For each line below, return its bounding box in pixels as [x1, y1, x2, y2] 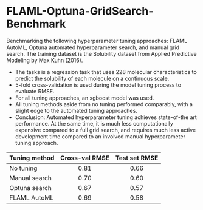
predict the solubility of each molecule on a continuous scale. [15, 75, 170, 82]
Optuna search [9, 183, 52, 192]
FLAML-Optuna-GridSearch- [6, 4, 154, 18]
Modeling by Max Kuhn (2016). [6, 56, 83, 64]
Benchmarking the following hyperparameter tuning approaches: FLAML [6, 37, 188, 44]
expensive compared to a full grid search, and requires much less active [15, 126, 196, 134]
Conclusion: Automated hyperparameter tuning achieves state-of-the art [15, 113, 198, 121]
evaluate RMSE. [15, 87, 55, 95]
